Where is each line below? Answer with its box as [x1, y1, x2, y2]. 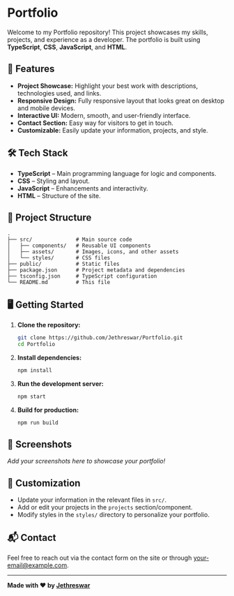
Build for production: [17, 405, 79, 414]
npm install [17, 366, 52, 374]
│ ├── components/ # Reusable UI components [7, 242, 151, 249]
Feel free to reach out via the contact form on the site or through [7, 553, 192, 562]
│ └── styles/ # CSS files [7, 255, 111, 262]
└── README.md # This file [7, 279, 111, 286]
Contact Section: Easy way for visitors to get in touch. [17, 119, 174, 127]
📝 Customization [7, 477, 81, 489]
